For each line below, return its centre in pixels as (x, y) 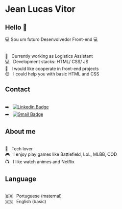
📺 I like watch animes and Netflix (40, 162)
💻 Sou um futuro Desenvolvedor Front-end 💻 (51, 39)
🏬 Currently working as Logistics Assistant (49, 56)
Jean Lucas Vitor (40, 9)
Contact (18, 89)
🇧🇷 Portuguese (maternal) (34, 196)
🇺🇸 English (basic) (26, 202)
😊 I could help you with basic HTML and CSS (52, 74)
